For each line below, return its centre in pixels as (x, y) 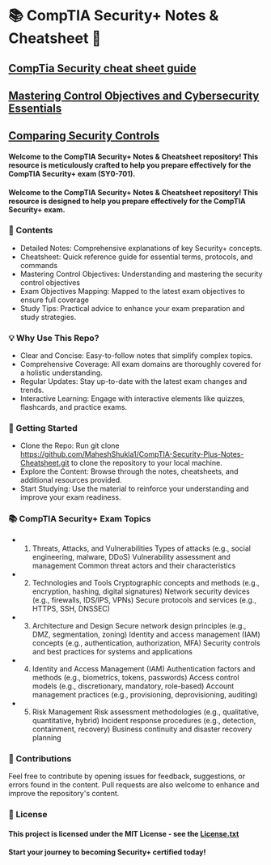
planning (47, 737)
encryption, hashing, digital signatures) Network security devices (141, 591)
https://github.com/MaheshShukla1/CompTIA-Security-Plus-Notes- (132, 454)
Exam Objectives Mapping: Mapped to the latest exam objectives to (132, 291)
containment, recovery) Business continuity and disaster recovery (142, 729)
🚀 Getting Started (43, 428)
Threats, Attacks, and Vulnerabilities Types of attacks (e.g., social (141, 548)
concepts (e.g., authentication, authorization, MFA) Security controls (146, 643)
